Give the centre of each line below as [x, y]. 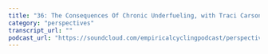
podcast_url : [30, 38]
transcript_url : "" [41, 30]
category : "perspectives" [51, 23]
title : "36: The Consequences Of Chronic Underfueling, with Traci [123, 15]
